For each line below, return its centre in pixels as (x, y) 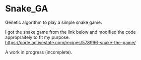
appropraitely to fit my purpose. (38, 37)
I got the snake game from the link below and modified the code (70, 32)
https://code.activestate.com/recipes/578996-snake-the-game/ (70, 42)
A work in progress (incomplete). (39, 52)
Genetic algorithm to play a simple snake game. (54, 22)
